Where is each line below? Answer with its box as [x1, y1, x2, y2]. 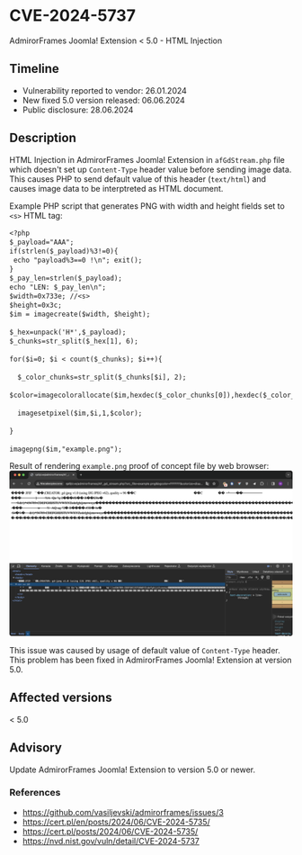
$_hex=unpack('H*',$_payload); [9, 328, 127, 337]
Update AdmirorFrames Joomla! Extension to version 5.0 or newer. [9, 764, 256, 775]
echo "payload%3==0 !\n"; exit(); [13, 256, 143, 265]
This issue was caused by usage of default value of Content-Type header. [9, 644, 280, 655]
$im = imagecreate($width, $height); [9, 310, 151, 319]
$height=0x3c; [9, 301, 63, 310]
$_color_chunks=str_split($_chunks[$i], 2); [17, 373, 187, 382]
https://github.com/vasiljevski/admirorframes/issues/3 [22, 806, 225, 817]
